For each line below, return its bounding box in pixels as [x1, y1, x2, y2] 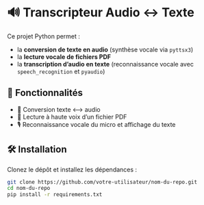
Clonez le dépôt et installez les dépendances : [7, 165, 138, 173]
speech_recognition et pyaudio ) [16, 67, 105, 75]
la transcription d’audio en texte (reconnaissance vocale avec [16, 60, 194, 68]
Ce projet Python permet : [7, 32, 81, 40]
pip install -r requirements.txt [7, 191, 103, 198]
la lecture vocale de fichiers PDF [16, 52, 112, 61]
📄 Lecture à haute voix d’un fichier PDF [16, 112, 127, 121]
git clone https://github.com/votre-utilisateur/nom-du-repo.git [7, 178, 197, 185]
